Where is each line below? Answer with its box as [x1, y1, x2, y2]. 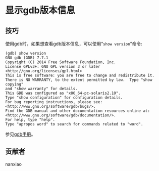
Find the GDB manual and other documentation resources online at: [5, 108, 150, 113]
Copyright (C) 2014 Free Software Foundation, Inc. [5, 60, 116, 65]
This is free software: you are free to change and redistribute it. [5, 73, 155, 78]
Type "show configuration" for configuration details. [5, 95, 123, 100]
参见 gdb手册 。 [5, 131, 36, 137]
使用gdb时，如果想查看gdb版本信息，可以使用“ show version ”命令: [5, 41, 142, 47]
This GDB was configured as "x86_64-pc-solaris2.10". [5, 91, 121, 96]
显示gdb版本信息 [5, 5, 75, 16]
